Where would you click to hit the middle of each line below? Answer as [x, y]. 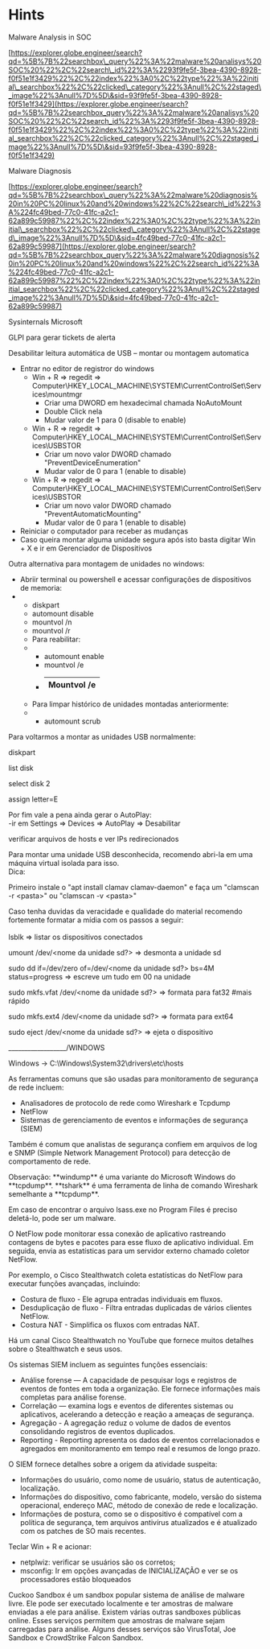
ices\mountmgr [57, 394]
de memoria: [41, 587]
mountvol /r [51, 630]
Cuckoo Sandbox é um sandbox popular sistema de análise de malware [127, 1594]
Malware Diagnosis [40, 171]
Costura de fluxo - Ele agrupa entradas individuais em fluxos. [121, 1299]
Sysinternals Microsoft [45, 322]
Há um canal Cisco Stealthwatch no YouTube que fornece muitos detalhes [131, 1340]
